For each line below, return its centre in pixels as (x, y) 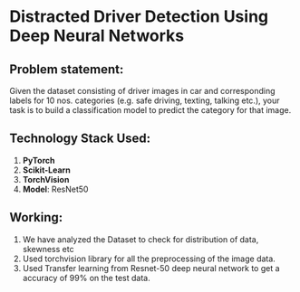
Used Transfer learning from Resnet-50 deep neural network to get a (151, 268)
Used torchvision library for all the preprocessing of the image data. (149, 259)
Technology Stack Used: (80, 139)
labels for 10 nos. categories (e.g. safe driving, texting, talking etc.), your (145, 100)
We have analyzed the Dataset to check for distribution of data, (140, 239)
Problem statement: (67, 69)
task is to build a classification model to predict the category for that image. (150, 110)
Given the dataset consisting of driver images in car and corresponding (142, 91)
